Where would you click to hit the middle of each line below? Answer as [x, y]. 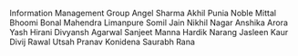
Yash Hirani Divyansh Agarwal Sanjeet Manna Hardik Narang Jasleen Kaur [149, 32]
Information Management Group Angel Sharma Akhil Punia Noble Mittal [143, 13]
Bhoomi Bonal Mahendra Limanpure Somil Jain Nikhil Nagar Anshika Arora [149, 23]
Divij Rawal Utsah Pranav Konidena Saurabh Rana [103, 42]
